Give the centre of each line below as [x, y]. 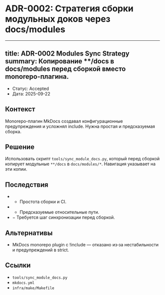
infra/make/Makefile [33, 288]
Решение [20, 147]
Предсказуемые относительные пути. [59, 212]
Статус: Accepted [30, 88]
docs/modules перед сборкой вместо [66, 69]
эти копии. [16, 169]
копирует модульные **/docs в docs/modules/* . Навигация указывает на [80, 164]
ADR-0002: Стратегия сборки [69, 9]
